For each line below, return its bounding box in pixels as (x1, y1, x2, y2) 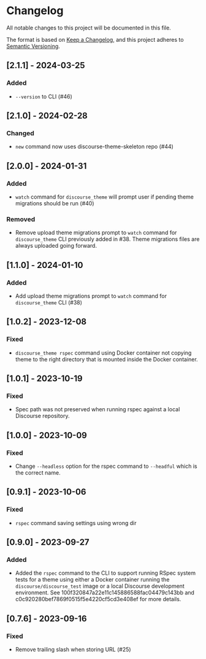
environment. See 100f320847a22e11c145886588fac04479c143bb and (15, 589, 195, 596)
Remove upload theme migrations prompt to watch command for (15, 229, 177, 237)
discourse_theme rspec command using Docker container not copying (15, 349, 192, 357)
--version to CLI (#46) (15, 93, 72, 100)
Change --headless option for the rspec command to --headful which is (15, 462, 197, 470)
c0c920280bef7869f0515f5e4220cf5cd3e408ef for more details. (15, 596, 181, 603)
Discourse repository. (15, 412, 70, 420)
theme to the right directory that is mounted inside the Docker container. (15, 355, 198, 363)
